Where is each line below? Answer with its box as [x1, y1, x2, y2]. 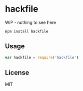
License [5, 69, 29, 77]
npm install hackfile [5, 29, 49, 34]
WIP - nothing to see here [5, 19, 56, 25]
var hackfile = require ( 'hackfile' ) [5, 55, 79, 60]
